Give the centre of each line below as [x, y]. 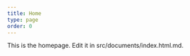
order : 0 [20, 26]
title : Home [24, 13]
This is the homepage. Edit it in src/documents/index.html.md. [95, 46]
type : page [23, 20]
